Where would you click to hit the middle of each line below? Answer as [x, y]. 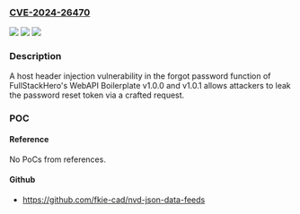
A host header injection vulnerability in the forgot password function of [140, 76]
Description [35, 56]
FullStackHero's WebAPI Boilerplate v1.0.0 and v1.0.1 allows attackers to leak [150, 85]
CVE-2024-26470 [50, 13]
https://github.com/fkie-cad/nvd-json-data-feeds [114, 200]
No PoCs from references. [57, 159]
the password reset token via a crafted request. [97, 95]
